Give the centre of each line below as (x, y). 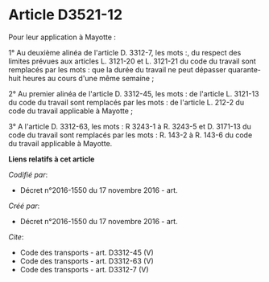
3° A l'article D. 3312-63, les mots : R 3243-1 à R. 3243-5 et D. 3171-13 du (130, 126)
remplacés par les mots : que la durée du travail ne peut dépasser (118, 69)
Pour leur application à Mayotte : (62, 37)
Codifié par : (28, 174)
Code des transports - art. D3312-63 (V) (87, 261)
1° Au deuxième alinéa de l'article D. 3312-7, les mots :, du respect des (125, 52)
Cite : (16, 237)
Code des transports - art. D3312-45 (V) (87, 252)
